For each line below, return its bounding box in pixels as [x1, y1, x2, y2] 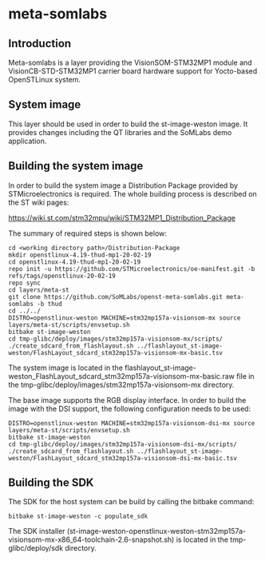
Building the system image [8, 159, 144, 173]
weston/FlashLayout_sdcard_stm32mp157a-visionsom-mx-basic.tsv [8, 348, 223, 356]
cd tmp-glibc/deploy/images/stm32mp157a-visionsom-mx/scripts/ [8, 335, 223, 343]
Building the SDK [8, 476, 94, 490]
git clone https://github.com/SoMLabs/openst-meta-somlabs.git [8, 292, 223, 300]
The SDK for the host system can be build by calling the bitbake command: [8, 497, 255, 507]
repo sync [8, 279, 42, 287]
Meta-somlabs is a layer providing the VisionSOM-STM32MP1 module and [8, 58, 253, 67]
